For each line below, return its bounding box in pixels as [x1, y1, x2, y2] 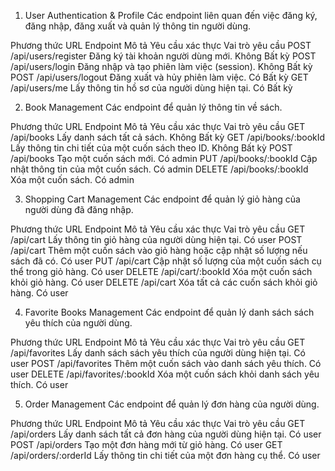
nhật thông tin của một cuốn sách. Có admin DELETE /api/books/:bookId [10, 163, 309, 175]
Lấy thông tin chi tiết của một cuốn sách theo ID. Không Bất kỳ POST [10, 142, 293, 154]
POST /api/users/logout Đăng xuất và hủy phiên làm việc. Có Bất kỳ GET [10, 71, 309, 83]
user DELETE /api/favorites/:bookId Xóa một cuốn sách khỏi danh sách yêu [10, 368, 320, 380]
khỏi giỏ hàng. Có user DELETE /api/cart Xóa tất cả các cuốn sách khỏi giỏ [10, 276, 318, 288]
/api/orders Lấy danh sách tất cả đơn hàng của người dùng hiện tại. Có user [10, 428, 322, 440]
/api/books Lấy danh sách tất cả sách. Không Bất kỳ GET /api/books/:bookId [10, 131, 326, 143]
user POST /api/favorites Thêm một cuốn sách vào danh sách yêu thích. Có [10, 358, 322, 369]
